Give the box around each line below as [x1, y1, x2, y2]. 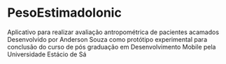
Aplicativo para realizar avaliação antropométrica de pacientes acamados [7, 28, 219, 36]
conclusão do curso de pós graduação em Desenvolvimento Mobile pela [7, 42, 216, 51]
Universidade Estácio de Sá [7, 50, 87, 58]
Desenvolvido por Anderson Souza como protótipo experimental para [7, 35, 208, 43]
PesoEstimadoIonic [7, 5, 122, 21]
